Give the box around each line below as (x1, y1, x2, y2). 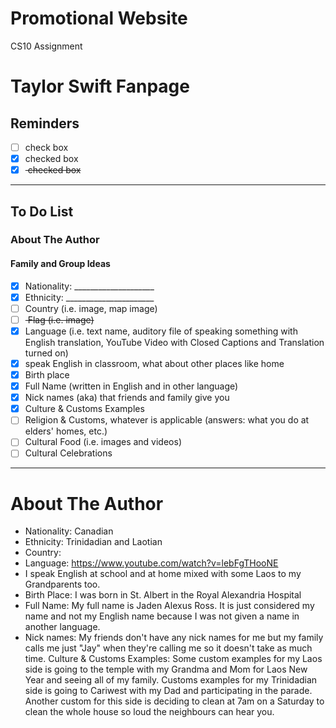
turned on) (24, 347, 69, 359)
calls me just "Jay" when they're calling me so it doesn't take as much (24, 642, 313, 654)
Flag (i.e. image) (27, 313, 95, 326)
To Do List (10, 203, 74, 220)
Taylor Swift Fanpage (10, 75, 190, 98)
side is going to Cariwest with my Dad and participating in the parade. (24, 685, 313, 697)
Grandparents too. (24, 578, 101, 591)
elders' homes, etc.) (24, 425, 108, 437)
